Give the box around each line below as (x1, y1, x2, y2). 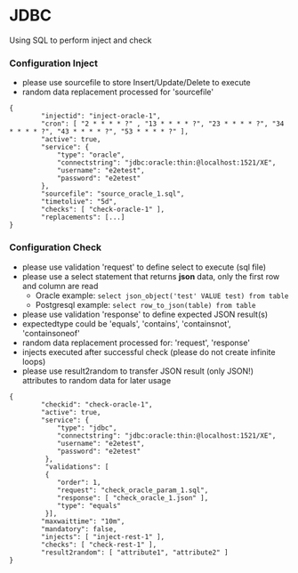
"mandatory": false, (41, 524, 117, 534)
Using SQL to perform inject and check (9, 35, 152, 45)
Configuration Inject (9, 57, 98, 69)
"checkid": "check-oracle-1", (41, 399, 153, 409)
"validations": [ (44, 462, 109, 472)
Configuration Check (9, 241, 102, 254)
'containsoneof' (21, 327, 80, 338)
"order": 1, (56, 478, 101, 487)
